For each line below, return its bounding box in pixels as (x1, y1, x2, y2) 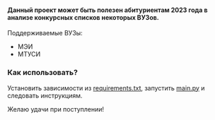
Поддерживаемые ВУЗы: (7, 29, 83, 37)
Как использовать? (7, 68, 78, 78)
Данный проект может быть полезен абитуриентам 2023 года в (7, 6, 208, 14)
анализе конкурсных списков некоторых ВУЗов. (7, 13, 159, 21)
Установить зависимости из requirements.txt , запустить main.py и (7, 83, 205, 92)
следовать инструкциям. (7, 91, 83, 100)
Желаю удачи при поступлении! (7, 104, 105, 113)
